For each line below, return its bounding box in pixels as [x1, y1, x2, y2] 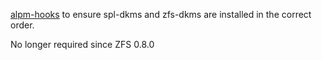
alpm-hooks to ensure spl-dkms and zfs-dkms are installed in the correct [10, 9, 312, 20]
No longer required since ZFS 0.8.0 [10, 39, 155, 50]
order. [10, 19, 35, 31]
